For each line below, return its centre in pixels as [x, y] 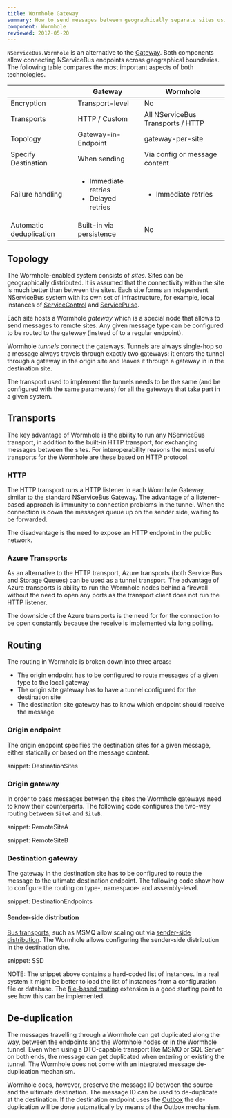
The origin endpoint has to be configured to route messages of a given [118, 675]
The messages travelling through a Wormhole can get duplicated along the [113, 1035]
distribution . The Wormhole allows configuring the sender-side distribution [113, 940]
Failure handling [37, 195]
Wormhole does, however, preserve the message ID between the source [110, 1085]
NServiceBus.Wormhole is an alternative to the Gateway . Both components [110, 53]
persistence [97, 234]
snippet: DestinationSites [42, 766]
